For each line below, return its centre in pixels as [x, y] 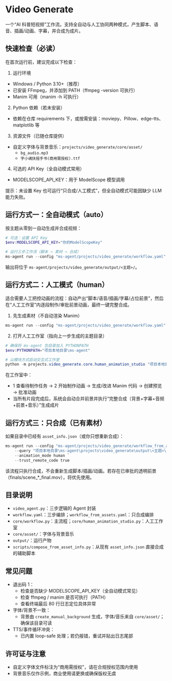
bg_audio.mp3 [34, 153]
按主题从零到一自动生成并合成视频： [44, 228]
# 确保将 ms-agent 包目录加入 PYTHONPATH [47, 346]
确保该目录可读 [36, 623]
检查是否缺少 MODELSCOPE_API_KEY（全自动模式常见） [80, 591]
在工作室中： [19, 375]
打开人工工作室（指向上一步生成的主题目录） [60, 336]
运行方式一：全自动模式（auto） [56, 215]
